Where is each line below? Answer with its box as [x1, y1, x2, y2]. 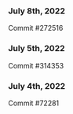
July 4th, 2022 [8, 80, 66, 91]
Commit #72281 [8, 98, 60, 108]
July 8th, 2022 [8, 6, 65, 17]
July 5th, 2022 [8, 43, 65, 54]
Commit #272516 [8, 24, 64, 33]
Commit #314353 [8, 61, 64, 70]
